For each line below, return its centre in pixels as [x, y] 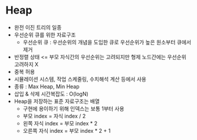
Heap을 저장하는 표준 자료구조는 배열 [57, 101]
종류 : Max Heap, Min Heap [47, 86]
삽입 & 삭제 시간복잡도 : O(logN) [51, 94]
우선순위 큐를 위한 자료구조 [45, 35]
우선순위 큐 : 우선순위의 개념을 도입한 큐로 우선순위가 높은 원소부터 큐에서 [107, 42]
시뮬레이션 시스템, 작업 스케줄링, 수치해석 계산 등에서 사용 [80, 79]
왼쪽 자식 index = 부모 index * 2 [60, 123]
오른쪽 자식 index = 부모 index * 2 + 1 [67, 131]
